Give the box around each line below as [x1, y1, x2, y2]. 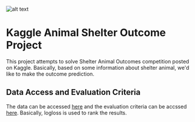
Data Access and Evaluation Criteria [6, 87, 141, 97]
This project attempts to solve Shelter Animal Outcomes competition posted [6, 57, 190, 65]
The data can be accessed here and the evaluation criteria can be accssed [6, 103, 187, 110]
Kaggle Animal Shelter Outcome [6, 26, 166, 39]
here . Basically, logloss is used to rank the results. [6, 109, 127, 116]
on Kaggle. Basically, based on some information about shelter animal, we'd [6, 64, 190, 71]
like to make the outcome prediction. [6, 70, 95, 77]
